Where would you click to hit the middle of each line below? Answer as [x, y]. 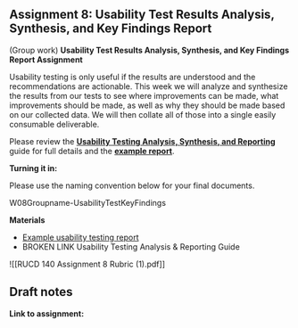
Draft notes [41, 292]
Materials [27, 220]
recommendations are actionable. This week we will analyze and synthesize [149, 86]
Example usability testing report [80, 237]
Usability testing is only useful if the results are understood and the [132, 77]
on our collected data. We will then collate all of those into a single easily [143, 114]
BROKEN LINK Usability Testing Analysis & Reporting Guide [131, 246]
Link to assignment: [47, 313]
